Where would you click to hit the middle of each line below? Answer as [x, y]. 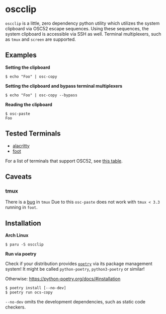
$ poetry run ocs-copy [29, 293]
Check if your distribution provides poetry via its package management [79, 264]
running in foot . [21, 207]
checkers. [16, 307]
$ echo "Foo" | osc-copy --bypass [41, 95]
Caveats [18, 177]
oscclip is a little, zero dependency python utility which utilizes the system [82, 23]
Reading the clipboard [29, 104]
